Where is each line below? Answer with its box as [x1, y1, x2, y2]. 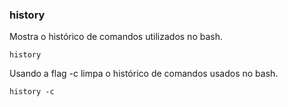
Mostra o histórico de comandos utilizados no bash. [9, 31, 223, 43]
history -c [9, 87, 55, 97]
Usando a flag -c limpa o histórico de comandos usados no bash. [9, 68, 279, 80]
